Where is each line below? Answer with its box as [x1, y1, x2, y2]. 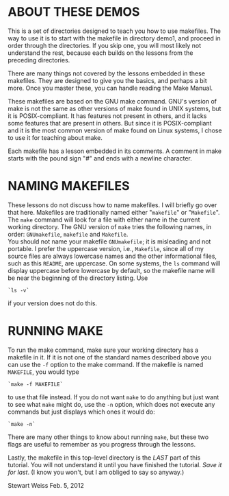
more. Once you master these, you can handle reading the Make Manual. [8, 84, 213, 92]
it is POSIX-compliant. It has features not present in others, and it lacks [8, 111, 207, 120]
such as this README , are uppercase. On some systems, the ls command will [8, 259, 221, 268]
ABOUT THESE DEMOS [8, 4, 140, 20]
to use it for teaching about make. [8, 133, 103, 141]
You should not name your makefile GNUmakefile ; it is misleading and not [8, 237, 211, 246]
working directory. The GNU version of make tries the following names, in [8, 222, 212, 231]
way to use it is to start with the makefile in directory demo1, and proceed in [8, 34, 221, 42]
